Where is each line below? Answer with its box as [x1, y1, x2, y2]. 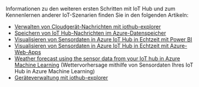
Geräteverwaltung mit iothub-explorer [14, 74, 109, 81]
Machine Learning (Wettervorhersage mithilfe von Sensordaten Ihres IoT [14, 61, 194, 68]
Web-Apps [14, 49, 41, 56]
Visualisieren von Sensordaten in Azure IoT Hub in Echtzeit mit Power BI [14, 36, 192, 43]
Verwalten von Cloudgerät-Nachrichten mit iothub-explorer [14, 23, 161, 30]
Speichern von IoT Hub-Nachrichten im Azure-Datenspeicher [14, 29, 167, 37]
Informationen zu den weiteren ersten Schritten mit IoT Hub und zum [5, 5, 176, 12]
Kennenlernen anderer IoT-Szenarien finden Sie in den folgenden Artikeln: [5, 11, 189, 19]
